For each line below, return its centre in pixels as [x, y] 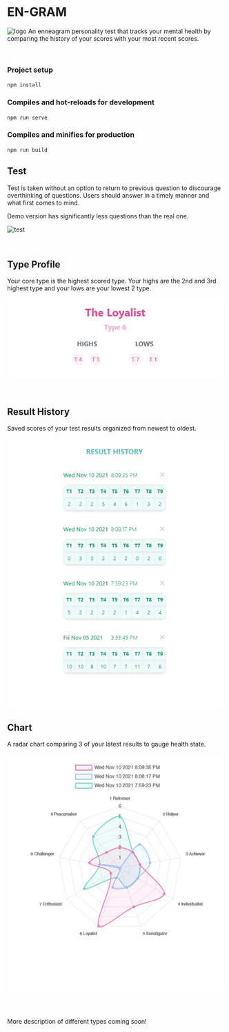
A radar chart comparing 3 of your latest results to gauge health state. [107, 744]
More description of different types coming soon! [77, 1021]
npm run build [28, 150]
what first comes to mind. [43, 203]
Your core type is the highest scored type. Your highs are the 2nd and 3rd [112, 281]
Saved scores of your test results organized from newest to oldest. [102, 429]
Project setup [30, 70]
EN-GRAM [37, 12]
